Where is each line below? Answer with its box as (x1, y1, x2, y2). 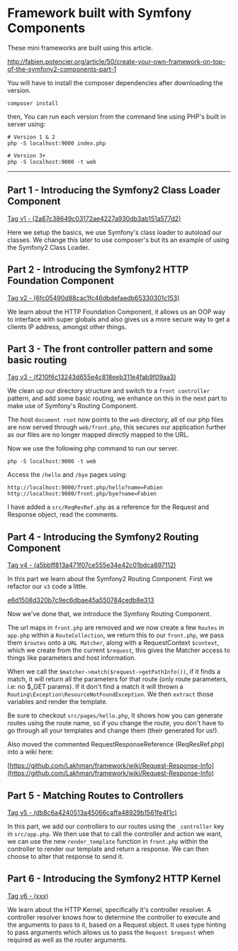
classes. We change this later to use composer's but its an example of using (7, 236, 229, 244)
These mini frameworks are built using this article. (7, 43, 154, 52)
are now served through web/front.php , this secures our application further (7, 423, 227, 431)
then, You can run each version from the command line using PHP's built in (7, 112, 227, 121)
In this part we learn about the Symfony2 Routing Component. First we (7, 575, 213, 583)
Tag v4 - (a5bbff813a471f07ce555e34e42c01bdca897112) (7, 561, 176, 569)
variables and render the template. (7, 698, 108, 706)
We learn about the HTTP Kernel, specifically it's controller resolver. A (7, 905, 211, 913)
